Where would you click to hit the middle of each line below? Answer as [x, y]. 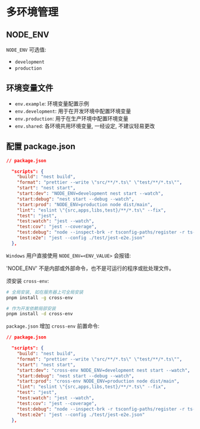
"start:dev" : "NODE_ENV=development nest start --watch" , [90, 194]
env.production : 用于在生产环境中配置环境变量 [72, 118]
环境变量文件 [30, 88]
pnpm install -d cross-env [40, 314]
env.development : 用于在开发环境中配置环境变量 [73, 111]
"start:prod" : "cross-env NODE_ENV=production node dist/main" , [98, 381]
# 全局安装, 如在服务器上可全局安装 [45, 292]
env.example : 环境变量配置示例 [52, 103]
